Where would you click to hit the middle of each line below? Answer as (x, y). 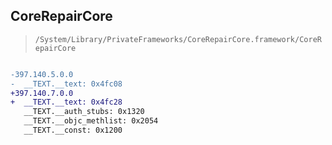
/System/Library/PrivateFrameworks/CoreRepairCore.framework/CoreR (178, 39)
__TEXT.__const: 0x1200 (73, 130)
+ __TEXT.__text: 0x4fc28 (66, 102)
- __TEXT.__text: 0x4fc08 (66, 84)
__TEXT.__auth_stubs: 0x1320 (84, 112)
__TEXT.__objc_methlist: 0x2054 (91, 121)
